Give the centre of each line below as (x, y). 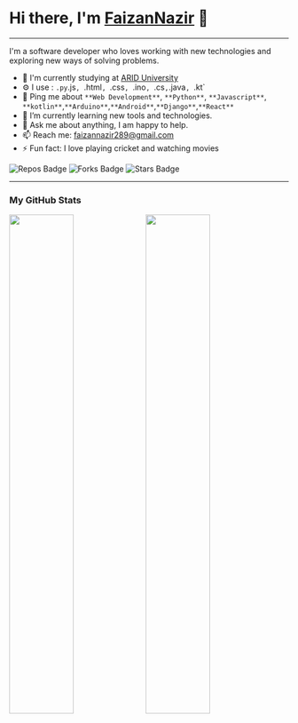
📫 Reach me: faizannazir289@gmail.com (98, 135)
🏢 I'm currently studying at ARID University (100, 77)
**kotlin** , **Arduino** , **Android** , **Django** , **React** (128, 106)
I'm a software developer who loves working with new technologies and (140, 51)
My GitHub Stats (45, 200)
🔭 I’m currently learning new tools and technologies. (117, 115)
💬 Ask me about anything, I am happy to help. (105, 124)
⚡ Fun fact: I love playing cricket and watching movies (120, 148)
